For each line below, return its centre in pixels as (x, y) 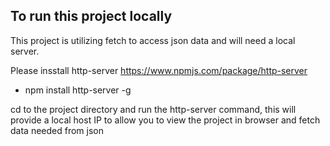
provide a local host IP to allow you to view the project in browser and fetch (165, 120)
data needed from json (57, 130)
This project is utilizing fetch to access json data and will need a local (153, 40)
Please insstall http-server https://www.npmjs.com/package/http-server (159, 70)
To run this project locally (91, 16)
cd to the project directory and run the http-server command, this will (153, 109)
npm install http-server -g (78, 90)
